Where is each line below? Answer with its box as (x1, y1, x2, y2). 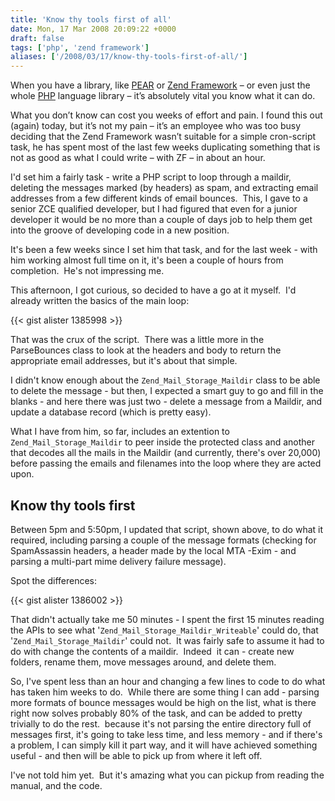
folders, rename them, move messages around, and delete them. (10, 656, 277, 668)
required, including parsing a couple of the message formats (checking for (10, 534, 317, 546)
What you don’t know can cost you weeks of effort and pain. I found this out (10, 109, 323, 121)
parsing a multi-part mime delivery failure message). (10, 555, 227, 567)
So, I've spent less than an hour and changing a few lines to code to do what (10, 675, 326, 687)
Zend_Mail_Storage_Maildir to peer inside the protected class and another (10, 436, 316, 448)
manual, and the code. (10, 779, 103, 791)
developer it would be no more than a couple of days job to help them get (10, 214, 313, 226)
